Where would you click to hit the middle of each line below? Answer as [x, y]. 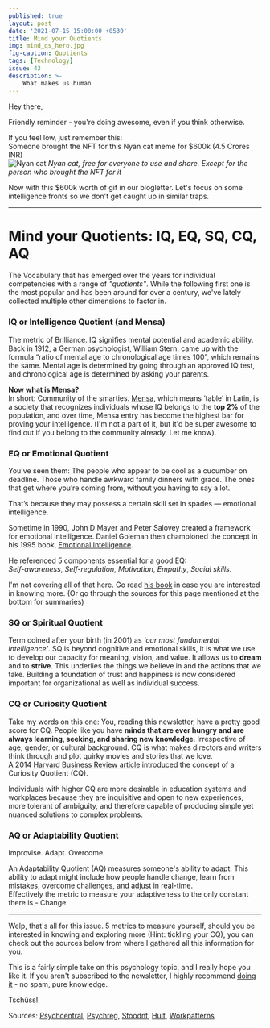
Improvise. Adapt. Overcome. [57, 852]
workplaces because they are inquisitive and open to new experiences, [126, 797]
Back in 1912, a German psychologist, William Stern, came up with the [123, 348]
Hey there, [26, 106]
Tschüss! [23, 1000]
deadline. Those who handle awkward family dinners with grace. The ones [132, 480]
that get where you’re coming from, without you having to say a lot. [119, 488]
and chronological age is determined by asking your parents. [109, 374]
